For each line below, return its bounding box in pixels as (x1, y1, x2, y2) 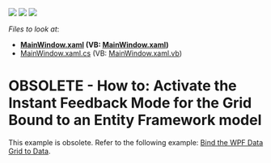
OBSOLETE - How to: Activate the (8, 77, 237, 95)
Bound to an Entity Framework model (8, 111, 262, 129)
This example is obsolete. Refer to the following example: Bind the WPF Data (8, 137, 264, 147)
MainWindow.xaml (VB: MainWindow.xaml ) (19, 40, 169, 49)
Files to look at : (8, 24, 60, 34)
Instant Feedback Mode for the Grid (8, 94, 252, 112)
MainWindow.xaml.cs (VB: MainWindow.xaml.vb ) (19, 48, 183, 58)
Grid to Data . (8, 146, 51, 156)
